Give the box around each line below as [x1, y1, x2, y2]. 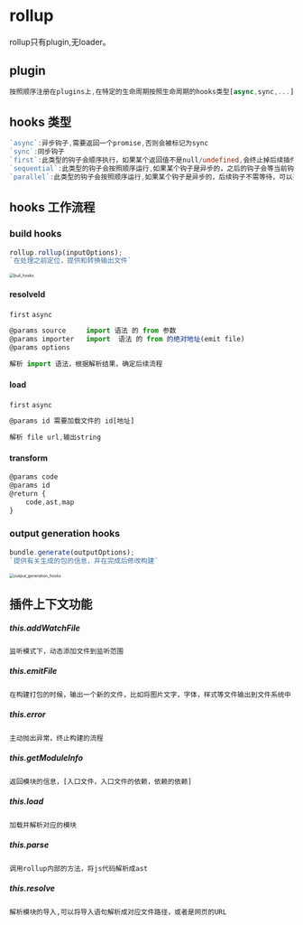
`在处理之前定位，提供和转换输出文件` [9, 257, 133, 266]
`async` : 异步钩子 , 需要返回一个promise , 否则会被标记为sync [9, 139, 209, 148]
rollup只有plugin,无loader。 [9, 36, 111, 47]
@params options [9, 343, 70, 352]
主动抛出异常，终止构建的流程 [9, 733, 104, 743]
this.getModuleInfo [9, 752, 84, 763]
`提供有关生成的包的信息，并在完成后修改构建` [9, 556, 160, 565]
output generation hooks [9, 528, 120, 540]
